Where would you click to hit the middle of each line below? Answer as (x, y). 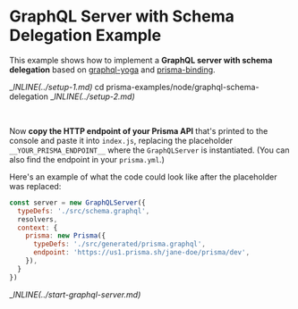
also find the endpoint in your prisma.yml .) (87, 159)
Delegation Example (85, 35)
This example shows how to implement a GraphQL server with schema (141, 60)
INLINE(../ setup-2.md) (94, 96)
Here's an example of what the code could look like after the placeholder (143, 177)
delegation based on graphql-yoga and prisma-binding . (113, 70)
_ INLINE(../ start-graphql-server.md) (75, 294)
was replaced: (35, 186)
